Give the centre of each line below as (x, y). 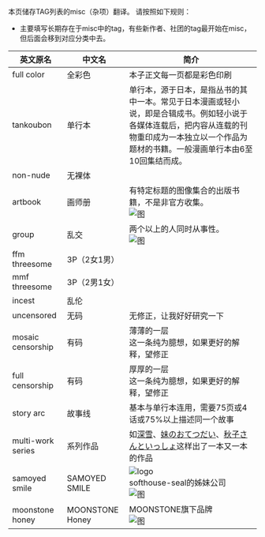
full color (28, 75)
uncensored (34, 315)
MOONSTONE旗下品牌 (171, 509)
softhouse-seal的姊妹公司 (177, 483)
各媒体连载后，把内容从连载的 (185, 125)
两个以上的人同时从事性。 (177, 229)
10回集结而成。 (158, 161)
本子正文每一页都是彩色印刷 (181, 75)
